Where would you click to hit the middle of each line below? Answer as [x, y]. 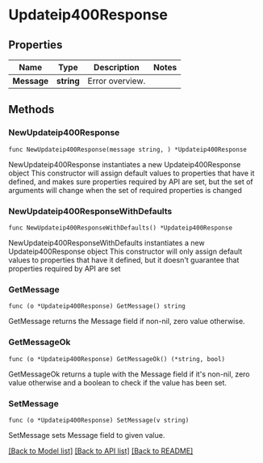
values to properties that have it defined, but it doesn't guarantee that [124, 259]
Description [117, 67]
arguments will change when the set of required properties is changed [125, 190]
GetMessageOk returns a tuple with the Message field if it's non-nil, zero [129, 374]
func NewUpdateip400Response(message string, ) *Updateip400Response [128, 149]
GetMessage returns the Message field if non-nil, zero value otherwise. [127, 322]
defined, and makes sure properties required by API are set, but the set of [131, 181]
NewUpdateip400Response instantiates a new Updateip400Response [125, 164]
